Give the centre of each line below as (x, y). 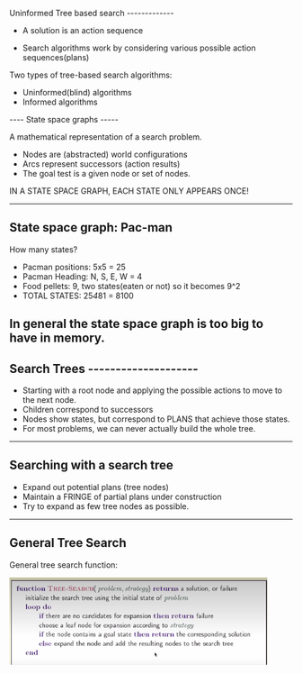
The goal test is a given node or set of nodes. (106, 173)
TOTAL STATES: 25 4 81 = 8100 (78, 296)
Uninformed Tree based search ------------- (92, 13)
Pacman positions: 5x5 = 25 (74, 267)
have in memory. (57, 338)
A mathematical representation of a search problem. (106, 137)
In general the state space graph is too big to (136, 324)
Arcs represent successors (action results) (101, 164)
